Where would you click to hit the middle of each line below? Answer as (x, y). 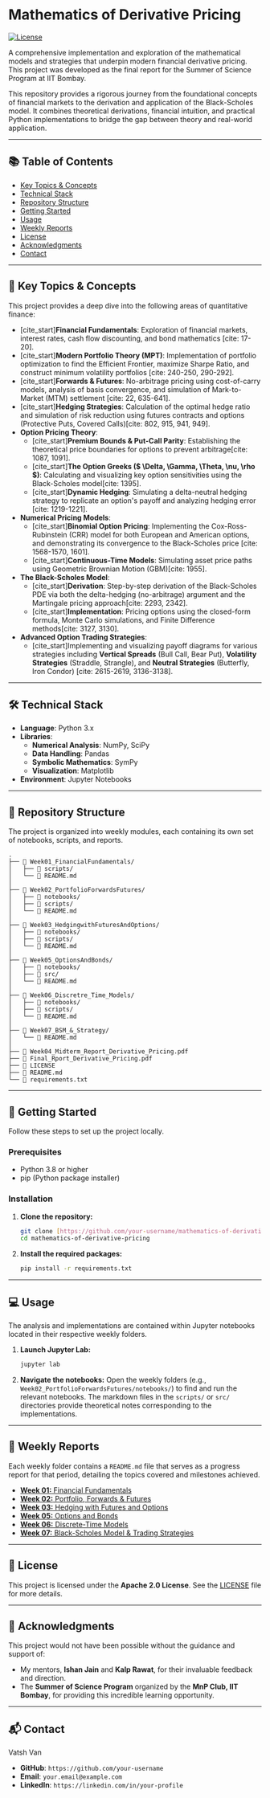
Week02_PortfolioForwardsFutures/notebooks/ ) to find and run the (129, 1388)
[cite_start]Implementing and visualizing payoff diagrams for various (145, 645)
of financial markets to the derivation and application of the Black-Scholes (131, 102)
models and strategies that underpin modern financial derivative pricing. (128, 61)
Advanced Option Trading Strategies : (83, 637)
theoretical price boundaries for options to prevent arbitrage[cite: (140, 449)
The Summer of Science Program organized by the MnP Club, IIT (129, 1687)
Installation (31, 1199)
